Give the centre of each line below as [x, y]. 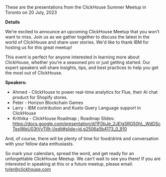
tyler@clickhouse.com [28, 169]
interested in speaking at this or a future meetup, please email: [69, 164]
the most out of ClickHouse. [34, 73]
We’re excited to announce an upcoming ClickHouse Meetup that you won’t [83, 31]
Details [13, 22]
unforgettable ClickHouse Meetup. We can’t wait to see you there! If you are [83, 159]
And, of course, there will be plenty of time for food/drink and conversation [82, 139]
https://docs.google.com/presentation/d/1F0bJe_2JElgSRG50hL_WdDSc [86, 124]
